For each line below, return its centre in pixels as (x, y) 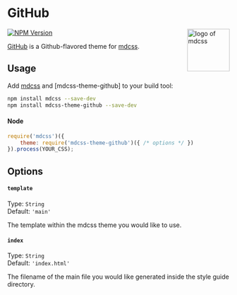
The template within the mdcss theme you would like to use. (95, 225)
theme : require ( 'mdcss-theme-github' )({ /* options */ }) (107, 143)
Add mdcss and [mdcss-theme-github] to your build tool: (90, 86)
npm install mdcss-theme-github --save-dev (72, 105)
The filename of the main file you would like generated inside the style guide (118, 277)
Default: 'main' (29, 211)
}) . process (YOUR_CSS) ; (41, 149)
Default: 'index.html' (39, 263)
